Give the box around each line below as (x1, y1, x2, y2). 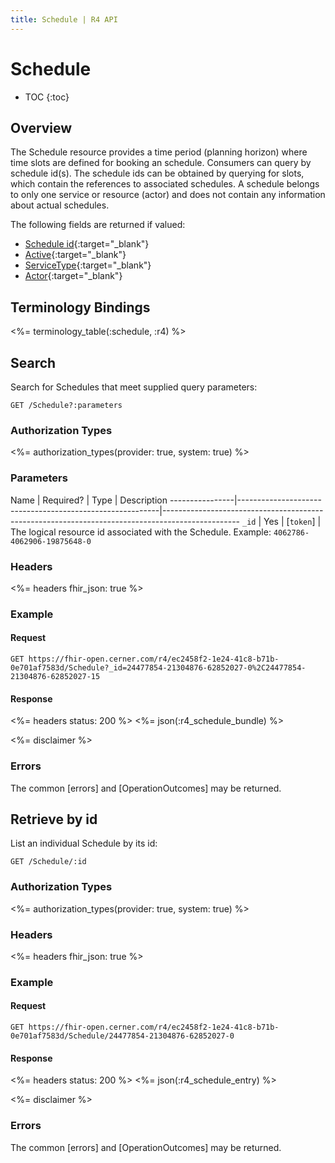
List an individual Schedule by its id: (10, 837, 158, 850)
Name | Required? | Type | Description (10, 494, 168, 506)
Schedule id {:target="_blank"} (24, 238, 150, 250)
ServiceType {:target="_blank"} (24, 259, 152, 271)
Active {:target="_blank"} (24, 249, 127, 261)
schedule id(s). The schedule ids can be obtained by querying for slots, (10, 167, 305, 180)
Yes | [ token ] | (263, 515, 322, 527)
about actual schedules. (10, 199, 110, 211)
